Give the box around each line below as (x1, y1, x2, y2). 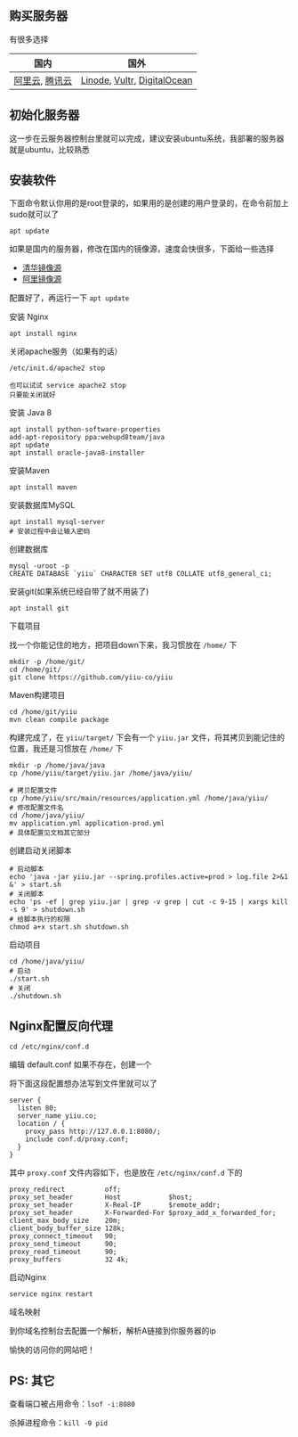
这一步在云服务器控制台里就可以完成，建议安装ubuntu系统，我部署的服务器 (9, 133, 285, 144)
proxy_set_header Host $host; (9, 1193, 193, 1202)
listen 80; (17, 1104, 58, 1113)
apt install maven (9, 483, 77, 492)
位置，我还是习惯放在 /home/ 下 (9, 743, 124, 754)
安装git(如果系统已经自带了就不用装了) (9, 587, 149, 597)
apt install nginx (9, 329, 77, 339)
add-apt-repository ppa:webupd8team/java (9, 433, 165, 442)
